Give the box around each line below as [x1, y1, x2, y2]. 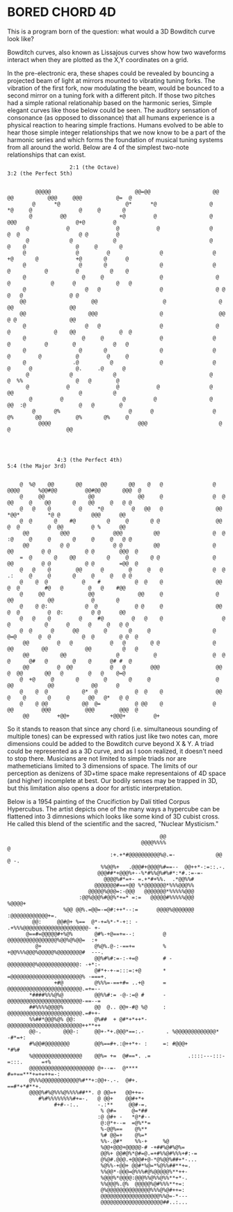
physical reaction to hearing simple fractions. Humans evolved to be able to [7, 121, 224, 129]
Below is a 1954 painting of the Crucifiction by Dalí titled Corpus [7, 797, 190, 805]
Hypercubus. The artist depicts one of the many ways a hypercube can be [7, 805, 220, 813]
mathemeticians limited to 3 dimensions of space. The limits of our [7, 761, 198, 770]
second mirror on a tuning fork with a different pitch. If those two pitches [7, 91, 216, 100]
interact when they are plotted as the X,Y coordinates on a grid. [7, 55, 189, 63]
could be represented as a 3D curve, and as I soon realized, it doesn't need [7, 747, 223, 755]
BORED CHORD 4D [7, 4, 116, 20]
